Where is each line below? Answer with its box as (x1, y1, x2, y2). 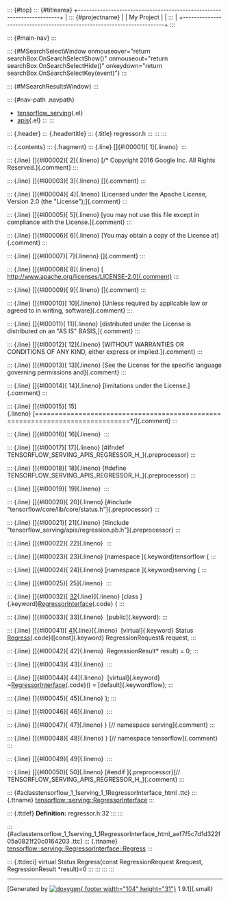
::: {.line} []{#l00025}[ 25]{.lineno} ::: (7, 579, 112, 587)
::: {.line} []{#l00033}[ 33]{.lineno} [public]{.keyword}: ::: (7, 613, 168, 621)
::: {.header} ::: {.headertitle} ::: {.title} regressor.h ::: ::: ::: (7, 130, 166, 137)
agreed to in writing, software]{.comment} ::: (7, 306, 133, 315)
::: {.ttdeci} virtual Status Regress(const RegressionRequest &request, (7, 858, 203, 866)
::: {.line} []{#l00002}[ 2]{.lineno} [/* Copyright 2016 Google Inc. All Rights (7, 156, 216, 164)
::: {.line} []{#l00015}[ (7, 402, 67, 410)
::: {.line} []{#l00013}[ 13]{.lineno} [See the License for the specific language (7, 361, 222, 369)
